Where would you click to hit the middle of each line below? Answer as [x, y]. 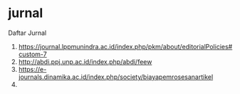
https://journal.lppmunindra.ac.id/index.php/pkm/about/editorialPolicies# [125, 46]
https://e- [32, 69]
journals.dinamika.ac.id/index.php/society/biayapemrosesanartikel [116, 77]
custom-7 [32, 54]
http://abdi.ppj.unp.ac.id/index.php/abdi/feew [85, 61]
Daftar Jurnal [27, 33]
